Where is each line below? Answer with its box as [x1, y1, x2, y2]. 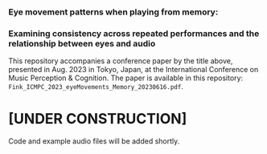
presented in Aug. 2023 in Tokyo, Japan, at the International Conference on [8, 65, 259, 75]
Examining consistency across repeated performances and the [8, 27, 260, 38]
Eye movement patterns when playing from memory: [8, 6, 219, 18]
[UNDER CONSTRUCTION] [8, 110, 187, 128]
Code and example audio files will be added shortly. [8, 136, 180, 146]
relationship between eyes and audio [8, 38, 156, 49]
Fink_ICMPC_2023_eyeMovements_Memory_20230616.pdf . [8, 82, 183, 91]
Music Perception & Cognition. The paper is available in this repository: [8, 73, 244, 83]
